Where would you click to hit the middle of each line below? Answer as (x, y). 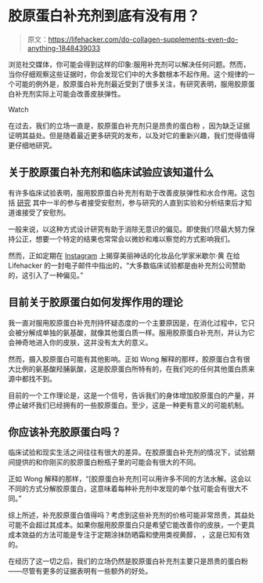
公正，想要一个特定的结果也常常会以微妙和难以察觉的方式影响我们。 (124, 239)
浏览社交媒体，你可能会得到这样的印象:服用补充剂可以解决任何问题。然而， (129, 64)
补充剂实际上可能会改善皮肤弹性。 (70, 93)
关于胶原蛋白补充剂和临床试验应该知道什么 (111, 172)
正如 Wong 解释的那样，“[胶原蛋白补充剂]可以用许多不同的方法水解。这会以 (130, 479)
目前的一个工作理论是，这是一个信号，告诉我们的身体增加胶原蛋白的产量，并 (131, 395)
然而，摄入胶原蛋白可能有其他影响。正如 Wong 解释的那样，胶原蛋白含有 (126, 359)
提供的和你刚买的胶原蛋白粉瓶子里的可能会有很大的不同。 (107, 462)
